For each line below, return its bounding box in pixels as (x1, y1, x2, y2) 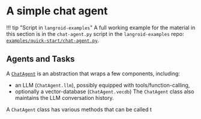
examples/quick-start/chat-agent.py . (6, 36, 100, 44)
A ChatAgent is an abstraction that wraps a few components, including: (6, 70, 180, 77)
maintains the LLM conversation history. (14, 94, 114, 101)
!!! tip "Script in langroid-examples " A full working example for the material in (6, 24, 196, 31)
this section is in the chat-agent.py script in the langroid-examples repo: (6, 30, 184, 37)
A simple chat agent (6, 4, 108, 18)
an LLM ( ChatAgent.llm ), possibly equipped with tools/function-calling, (14, 81, 190, 89)
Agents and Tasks (6, 54, 75, 64)
